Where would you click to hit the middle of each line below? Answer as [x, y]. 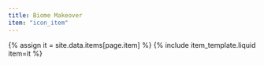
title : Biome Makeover [45, 15]
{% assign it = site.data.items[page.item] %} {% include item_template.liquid [132, 45]
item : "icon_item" [38, 23]
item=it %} [26, 53]
